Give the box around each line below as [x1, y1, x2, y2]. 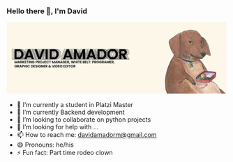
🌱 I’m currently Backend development [16, 108, 125, 117]
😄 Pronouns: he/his [16, 140, 74, 149]
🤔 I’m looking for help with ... [16, 123, 99, 131]
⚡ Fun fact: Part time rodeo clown [16, 149, 113, 157]
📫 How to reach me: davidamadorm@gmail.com [16, 131, 157, 139]
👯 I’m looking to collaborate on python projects [16, 115, 151, 124]
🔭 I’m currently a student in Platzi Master [16, 101, 134, 109]
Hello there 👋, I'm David [6, 6, 88, 16]
